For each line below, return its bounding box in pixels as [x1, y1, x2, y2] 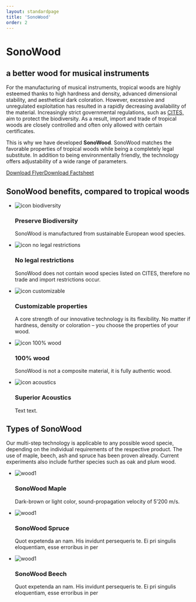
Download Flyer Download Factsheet [6, 169, 94, 177]
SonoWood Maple [14, 484, 67, 492]
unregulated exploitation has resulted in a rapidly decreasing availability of [6, 102, 187, 110]
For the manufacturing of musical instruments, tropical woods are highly [6, 84, 181, 91]
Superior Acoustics [14, 393, 72, 402]
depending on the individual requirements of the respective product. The [6, 446, 182, 453]
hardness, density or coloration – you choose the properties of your [14, 322, 179, 329]
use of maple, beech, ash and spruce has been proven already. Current [6, 452, 179, 459]
